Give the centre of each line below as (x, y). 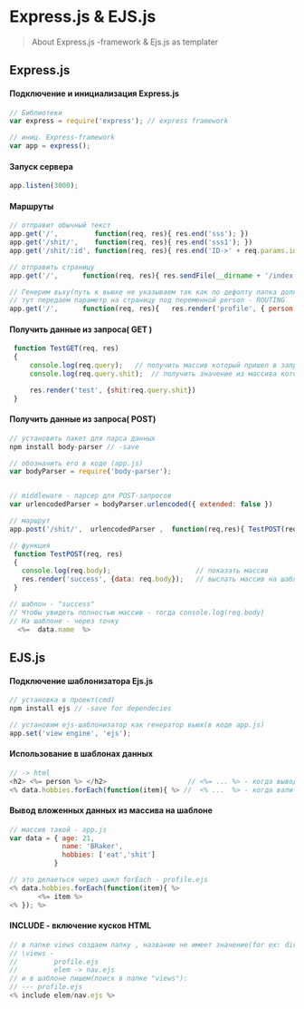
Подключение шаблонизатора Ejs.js (81, 681)
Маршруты (32, 206)
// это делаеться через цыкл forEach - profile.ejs (109, 880)
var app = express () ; (50, 146)
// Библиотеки (36, 113)
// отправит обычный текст (60, 225)
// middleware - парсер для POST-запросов (90, 496)
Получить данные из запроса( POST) (83, 419)
